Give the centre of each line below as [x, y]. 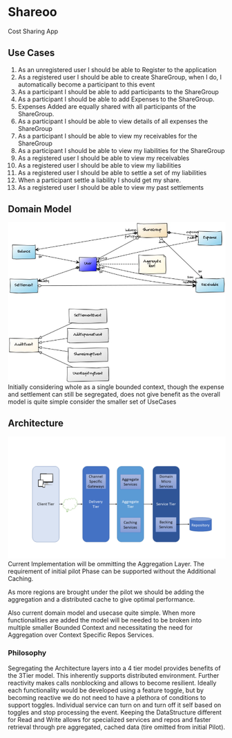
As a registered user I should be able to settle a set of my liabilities [112, 172]
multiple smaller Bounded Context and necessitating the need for [100, 628]
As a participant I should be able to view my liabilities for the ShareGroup [121, 150]
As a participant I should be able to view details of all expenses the [113, 121]
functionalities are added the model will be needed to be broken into [105, 620]
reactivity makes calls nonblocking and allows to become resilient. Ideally [112, 683]
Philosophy [27, 653]
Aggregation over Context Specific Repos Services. [81, 635]
